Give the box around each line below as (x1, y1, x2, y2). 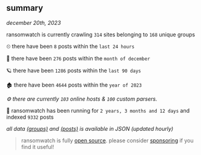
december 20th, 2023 (6, 19, 61, 26)
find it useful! (21, 143, 54, 150)
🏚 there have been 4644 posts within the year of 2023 (6, 81, 142, 88)
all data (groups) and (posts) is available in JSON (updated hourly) (6, 125, 174, 132)
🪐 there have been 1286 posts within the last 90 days (6, 67, 141, 74)
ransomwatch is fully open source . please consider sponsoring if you (21, 137, 194, 144)
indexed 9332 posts (6, 113, 54, 120)
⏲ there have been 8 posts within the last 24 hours (6, 42, 135, 50)
